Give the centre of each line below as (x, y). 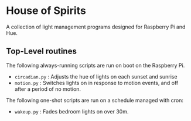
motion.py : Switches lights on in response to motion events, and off (96, 83)
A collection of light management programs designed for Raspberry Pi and (96, 27)
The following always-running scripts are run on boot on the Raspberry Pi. (95, 65)
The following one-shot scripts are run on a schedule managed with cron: (95, 100)
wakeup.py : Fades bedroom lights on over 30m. (71, 111)
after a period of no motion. (47, 89)
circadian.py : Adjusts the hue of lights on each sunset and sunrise (96, 76)
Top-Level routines (42, 51)
